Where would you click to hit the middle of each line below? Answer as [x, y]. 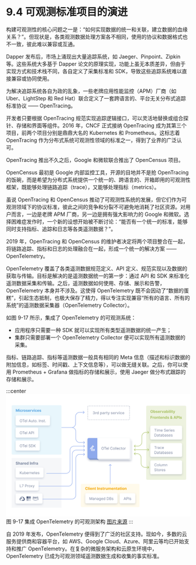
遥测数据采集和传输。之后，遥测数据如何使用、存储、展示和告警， [85, 283]
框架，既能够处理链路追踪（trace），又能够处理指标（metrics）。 [83, 187]
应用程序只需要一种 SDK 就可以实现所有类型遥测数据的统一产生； [93, 330]
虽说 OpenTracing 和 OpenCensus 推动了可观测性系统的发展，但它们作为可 [97, 199]
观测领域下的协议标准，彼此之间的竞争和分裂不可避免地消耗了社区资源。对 [96, 207]
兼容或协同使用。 [32, 78]
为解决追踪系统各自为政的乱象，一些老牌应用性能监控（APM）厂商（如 [91, 91]
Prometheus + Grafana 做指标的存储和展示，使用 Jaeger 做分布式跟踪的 [99, 372]
